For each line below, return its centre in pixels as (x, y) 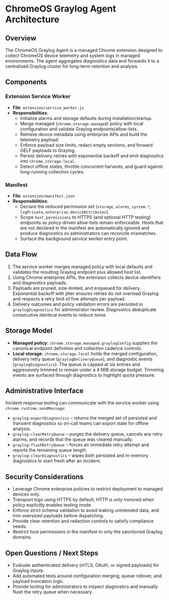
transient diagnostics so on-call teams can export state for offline (80, 424)
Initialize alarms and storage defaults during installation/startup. (86, 118)
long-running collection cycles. (52, 171)
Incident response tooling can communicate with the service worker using (82, 403)
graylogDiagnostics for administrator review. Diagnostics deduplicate (84, 309)
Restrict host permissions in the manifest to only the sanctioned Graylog (88, 532)
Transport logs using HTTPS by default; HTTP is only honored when (83, 500)
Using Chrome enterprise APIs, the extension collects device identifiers (87, 277)
